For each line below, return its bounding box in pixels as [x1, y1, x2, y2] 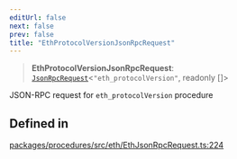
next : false [9, 22, 54, 31]
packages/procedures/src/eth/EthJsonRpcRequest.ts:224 [9, 140, 224, 151]
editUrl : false [9, 13, 67, 22]
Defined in [9, 116, 69, 131]
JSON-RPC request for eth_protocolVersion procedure [9, 90, 214, 101]
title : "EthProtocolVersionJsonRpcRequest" [9, 38, 176, 48]
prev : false [9, 30, 54, 39]
